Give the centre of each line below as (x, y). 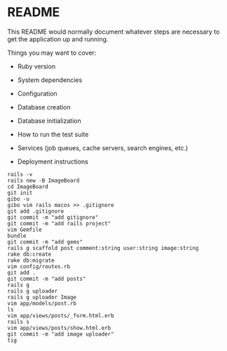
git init (20, 193)
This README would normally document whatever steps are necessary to (113, 32)
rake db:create (29, 254)
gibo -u (19, 199)
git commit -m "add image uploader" (61, 334)
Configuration (37, 93)
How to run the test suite (53, 134)
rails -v (20, 174)
